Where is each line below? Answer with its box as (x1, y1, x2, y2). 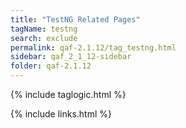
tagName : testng (10, 24, 78, 34)
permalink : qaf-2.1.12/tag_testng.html (10, 42, 177, 53)
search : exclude (10, 33, 78, 43)
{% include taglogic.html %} (10, 89, 127, 100)
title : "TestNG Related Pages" (10, 14, 141, 25)
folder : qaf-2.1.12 (10, 61, 92, 71)
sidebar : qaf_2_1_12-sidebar (10, 52, 132, 62)
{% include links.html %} (10, 108, 112, 120)
